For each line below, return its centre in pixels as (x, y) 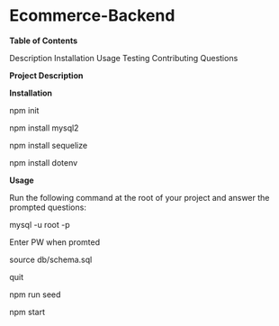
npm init (24, 110)
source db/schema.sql (51, 259)
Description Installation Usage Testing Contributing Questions (124, 58)
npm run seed (35, 294)
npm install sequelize (49, 145)
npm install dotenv (44, 162)
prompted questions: (48, 207)
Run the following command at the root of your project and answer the (139, 197)
